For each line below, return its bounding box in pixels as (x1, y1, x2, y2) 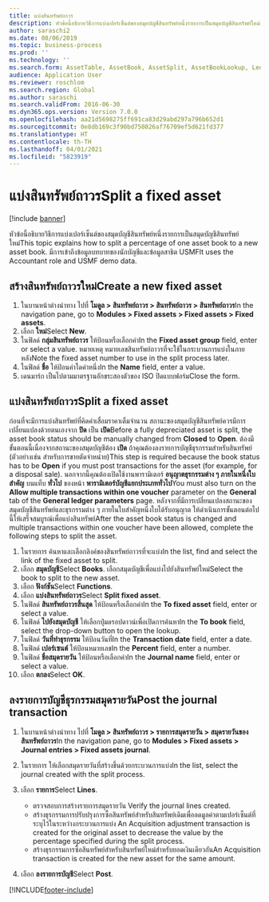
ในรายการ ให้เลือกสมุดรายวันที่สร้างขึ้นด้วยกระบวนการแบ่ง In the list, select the (20, 760, 239, 770)
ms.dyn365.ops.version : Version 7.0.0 (9, 108, 138, 116)
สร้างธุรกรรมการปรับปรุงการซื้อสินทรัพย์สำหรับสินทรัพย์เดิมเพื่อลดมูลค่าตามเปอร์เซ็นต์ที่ (32, 809, 256, 819)
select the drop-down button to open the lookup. (20, 625, 182, 635)
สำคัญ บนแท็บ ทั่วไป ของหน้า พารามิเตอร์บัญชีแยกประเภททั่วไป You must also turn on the (9, 478, 256, 487)
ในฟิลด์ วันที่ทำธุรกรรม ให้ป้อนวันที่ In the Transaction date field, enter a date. (20, 634, 252, 644)
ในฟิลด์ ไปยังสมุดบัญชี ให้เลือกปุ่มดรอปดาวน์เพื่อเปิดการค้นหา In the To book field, (20, 616, 246, 626)
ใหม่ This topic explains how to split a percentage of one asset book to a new (9, 238, 259, 248)
